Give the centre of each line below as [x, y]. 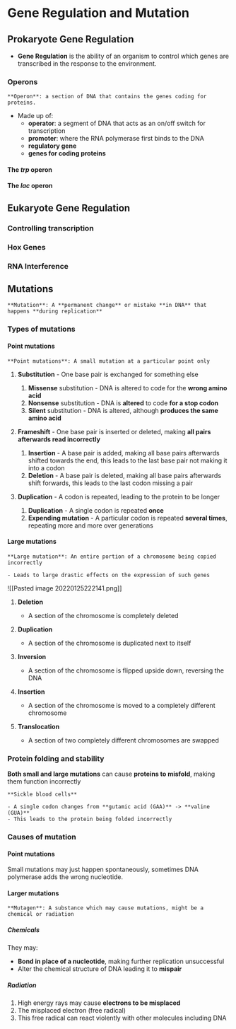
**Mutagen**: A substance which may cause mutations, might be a [105, 908]
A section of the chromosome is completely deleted [103, 615]
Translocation [39, 726]
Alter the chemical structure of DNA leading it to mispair [100, 969]
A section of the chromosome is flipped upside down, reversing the [126, 670]
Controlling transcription [51, 228]
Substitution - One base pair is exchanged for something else [108, 374]
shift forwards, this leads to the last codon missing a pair [110, 483]
